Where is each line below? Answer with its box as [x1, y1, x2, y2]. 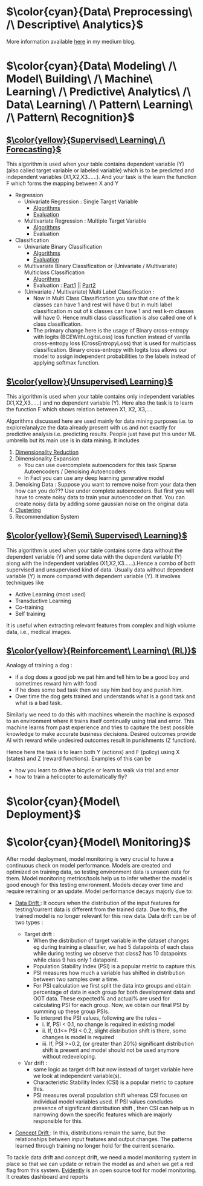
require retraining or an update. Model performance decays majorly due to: [6, 888, 193, 895]
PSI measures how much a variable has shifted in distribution [33, 969, 185, 976]
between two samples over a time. [33, 975, 119, 983]
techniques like [6, 579, 44, 586]
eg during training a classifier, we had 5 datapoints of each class [33, 943, 194, 951]
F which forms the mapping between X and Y [6, 180, 119, 187]
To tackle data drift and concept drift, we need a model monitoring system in [6, 1153, 197, 1161]
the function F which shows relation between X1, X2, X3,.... [6, 405, 153, 413]
